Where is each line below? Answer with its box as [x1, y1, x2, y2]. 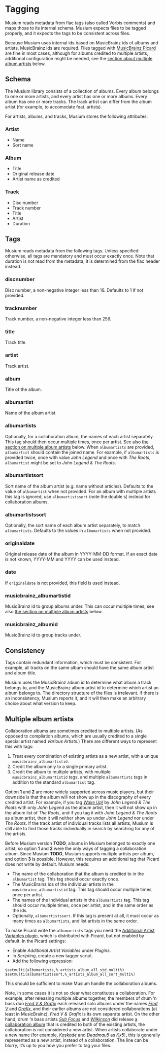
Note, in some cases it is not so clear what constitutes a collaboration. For [5, 990, 155, 996]
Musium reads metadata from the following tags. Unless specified [5, 248, 139, 254]
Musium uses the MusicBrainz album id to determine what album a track [5, 679, 152, 686]
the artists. [5, 831, 27, 837]
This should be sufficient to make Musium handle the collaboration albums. [5, 980, 158, 986]
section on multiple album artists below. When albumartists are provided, [5, 444, 154, 450]
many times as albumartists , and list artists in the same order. [12, 918, 138, 924]
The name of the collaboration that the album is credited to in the [12, 871, 144, 877]
